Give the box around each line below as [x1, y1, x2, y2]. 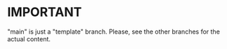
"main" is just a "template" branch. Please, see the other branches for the [7, 27, 220, 36]
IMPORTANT [7, 4, 82, 20]
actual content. [7, 34, 51, 43]
